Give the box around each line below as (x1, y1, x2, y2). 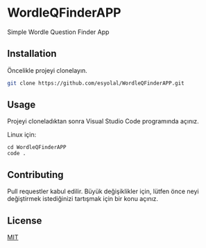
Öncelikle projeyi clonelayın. (7, 66, 88, 74)
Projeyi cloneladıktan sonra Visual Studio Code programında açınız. (7, 117, 199, 125)
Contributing (7, 168, 64, 181)
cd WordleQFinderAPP (7, 144, 67, 151)
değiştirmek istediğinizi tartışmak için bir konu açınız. (7, 195, 158, 203)
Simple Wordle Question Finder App (7, 28, 110, 36)
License (7, 215, 42, 227)
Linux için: (7, 130, 37, 139)
